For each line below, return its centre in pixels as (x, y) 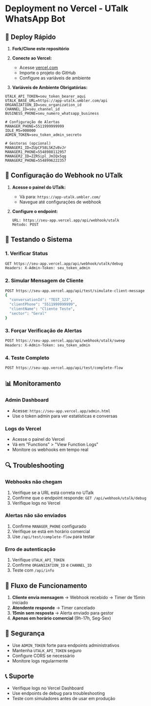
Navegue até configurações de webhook (60, 202)
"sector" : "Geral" (28, 313)
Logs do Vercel (23, 428)
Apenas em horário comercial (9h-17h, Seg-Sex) (61, 618)
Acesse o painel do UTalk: (39, 187)
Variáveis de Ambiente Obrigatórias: (50, 87)
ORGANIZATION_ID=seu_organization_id (43, 105)
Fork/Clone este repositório (41, 49)
